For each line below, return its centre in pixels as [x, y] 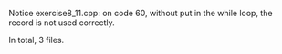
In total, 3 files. [37, 40]
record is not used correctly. [62, 22]
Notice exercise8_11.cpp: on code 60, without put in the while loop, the [141, 13]
